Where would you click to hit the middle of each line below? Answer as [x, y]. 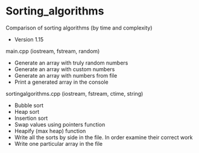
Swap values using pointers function [60, 124]
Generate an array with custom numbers [65, 69]
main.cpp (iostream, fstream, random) [53, 51]
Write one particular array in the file [58, 143]
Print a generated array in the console [62, 82]
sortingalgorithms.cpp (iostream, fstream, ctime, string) [74, 93]
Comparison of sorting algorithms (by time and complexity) [79, 28]
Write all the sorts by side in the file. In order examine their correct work [103, 137]
